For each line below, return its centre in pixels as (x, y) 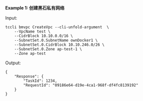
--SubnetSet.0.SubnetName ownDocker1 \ (56, 40)
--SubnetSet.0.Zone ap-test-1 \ (48, 49)
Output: (13, 63)
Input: (11, 18)
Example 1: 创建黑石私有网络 (35, 8)
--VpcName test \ (32, 32)
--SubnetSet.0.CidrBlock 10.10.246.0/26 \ (59, 45)
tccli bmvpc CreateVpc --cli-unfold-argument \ (57, 27)
